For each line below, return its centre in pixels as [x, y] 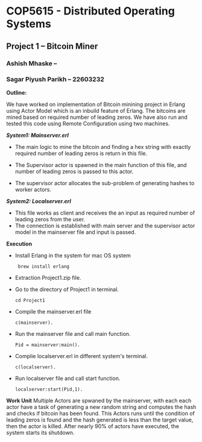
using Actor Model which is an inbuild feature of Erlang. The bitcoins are [96, 110]
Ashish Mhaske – [32, 63]
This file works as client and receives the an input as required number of [105, 213]
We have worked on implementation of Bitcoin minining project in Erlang [96, 104]
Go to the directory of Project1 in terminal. [67, 289]
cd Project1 [30, 300]
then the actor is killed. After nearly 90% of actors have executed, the [93, 426]
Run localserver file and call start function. [68, 378]
